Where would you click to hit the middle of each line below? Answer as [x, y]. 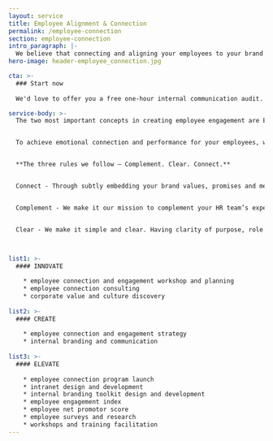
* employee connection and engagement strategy [105, 334]
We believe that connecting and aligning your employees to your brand [140, 54]
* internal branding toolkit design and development [114, 395]
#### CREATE [36, 319]
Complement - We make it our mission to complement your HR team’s [132, 208]
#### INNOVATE [39, 266]
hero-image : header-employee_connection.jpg [85, 62]
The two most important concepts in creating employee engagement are [138, 121]
